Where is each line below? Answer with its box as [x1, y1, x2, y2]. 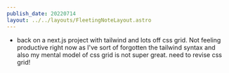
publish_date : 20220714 [6, 10, 77, 17]
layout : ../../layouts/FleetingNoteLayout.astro [6, 17, 152, 24]
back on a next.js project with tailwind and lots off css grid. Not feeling [16, 35, 221, 44]
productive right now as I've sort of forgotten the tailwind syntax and [16, 43, 216, 51]
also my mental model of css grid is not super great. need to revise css [16, 50, 223, 59]
